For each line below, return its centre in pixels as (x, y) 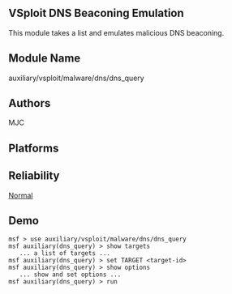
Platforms (34, 148)
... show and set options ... (70, 275)
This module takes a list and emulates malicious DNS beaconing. (116, 32)
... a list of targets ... (65, 254)
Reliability (34, 176)
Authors (30, 103)
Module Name (45, 59)
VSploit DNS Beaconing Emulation (96, 13)
